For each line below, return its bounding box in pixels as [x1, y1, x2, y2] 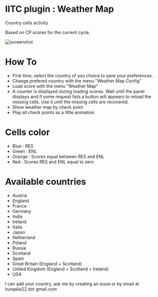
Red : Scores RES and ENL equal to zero [12, 159, 94, 165]
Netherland [12, 234, 36, 240]
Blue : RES [12, 143, 34, 149]
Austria [12, 192, 27, 198]
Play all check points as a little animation [12, 109, 95, 115]
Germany [12, 208, 31, 214]
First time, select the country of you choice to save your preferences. [12, 73, 154, 79]
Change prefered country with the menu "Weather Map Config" [12, 78, 142, 84]
